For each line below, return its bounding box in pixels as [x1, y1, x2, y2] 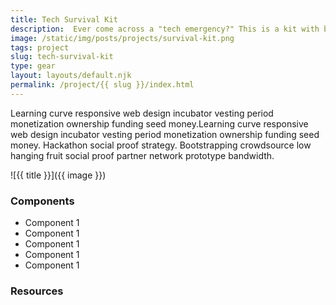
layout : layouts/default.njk [10, 71, 132, 81]
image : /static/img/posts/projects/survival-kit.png [10, 33, 235, 43]
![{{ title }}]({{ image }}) [10, 169, 107, 181]
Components [10, 194, 75, 208]
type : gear [10, 61, 56, 71]
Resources [10, 284, 64, 298]
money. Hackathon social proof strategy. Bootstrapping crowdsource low [10, 139, 312, 151]
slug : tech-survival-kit [10, 52, 114, 62]
